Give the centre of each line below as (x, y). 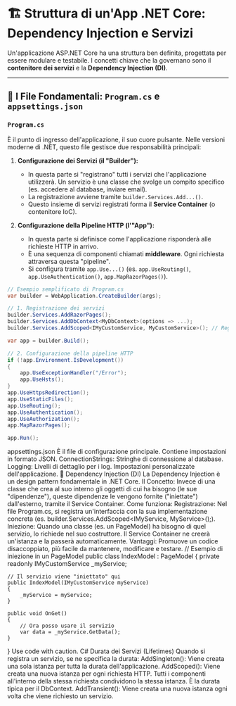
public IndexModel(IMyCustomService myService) (78, 583)
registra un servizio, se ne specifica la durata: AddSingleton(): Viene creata (116, 659)
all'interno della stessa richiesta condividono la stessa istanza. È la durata (113, 681)
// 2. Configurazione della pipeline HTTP (70, 353)
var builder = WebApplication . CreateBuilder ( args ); (84, 296)
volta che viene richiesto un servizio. (60, 696)
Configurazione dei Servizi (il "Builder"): (78, 160)
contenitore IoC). (52, 211)
